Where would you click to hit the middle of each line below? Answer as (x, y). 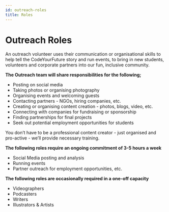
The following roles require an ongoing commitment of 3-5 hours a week (83, 148)
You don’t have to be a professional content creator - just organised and (81, 133)
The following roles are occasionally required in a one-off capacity (77, 179)
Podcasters (25, 194)
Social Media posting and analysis (48, 158)
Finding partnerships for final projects (52, 117)
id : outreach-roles (26, 10)
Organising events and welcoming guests (56, 96)
